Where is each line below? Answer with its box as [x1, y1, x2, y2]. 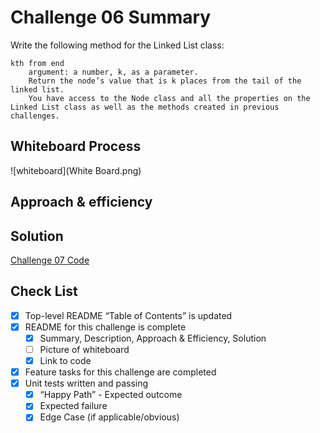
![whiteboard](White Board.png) [10, 164, 142, 176]
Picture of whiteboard [39, 343, 130, 355]
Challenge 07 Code [10, 254, 90, 266]
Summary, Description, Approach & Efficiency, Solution [39, 332, 267, 344]
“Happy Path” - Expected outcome [39, 389, 183, 401]
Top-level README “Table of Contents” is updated [24, 309, 233, 321]
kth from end [10, 58, 65, 68]
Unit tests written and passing [24, 377, 149, 390]
